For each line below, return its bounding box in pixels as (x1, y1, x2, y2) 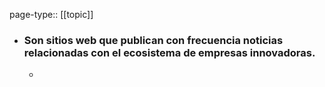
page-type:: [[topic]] (9, 9, 94, 20)
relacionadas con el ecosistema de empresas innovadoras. (23, 45, 316, 59)
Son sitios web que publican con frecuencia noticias (23, 33, 284, 47)
